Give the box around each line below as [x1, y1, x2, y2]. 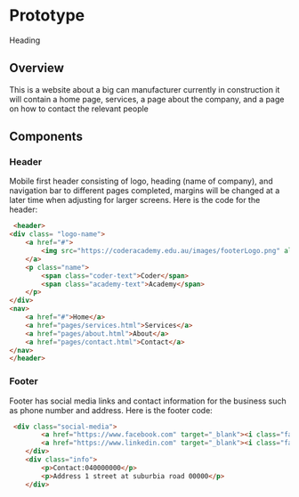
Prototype [9, 5, 85, 26]
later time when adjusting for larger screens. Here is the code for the [9, 195, 261, 206]
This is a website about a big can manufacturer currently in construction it [9, 84, 280, 94]
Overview [9, 61, 65, 76]
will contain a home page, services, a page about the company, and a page [9, 94, 285, 104]
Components [9, 129, 83, 144]
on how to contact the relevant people [9, 103, 149, 114]
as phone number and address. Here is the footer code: [9, 404, 214, 415]
